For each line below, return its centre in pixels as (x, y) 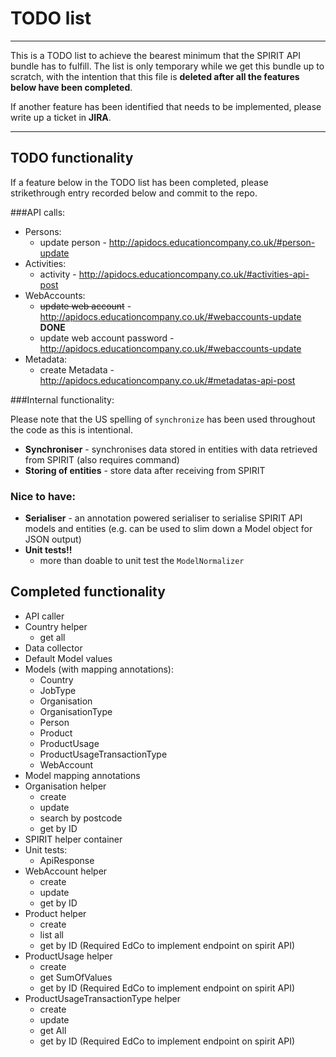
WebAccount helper (66, 871)
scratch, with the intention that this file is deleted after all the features (155, 76)
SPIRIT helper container (73, 839)
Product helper (55, 913)
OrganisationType (76, 711)
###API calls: (38, 212)
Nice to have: (43, 496)
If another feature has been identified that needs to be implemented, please (166, 106)
